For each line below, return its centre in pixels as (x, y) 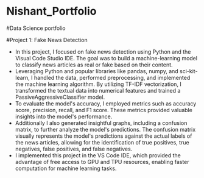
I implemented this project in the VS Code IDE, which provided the (98, 155)
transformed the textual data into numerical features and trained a (98, 90)
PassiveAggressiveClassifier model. (60, 97)
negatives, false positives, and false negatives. (74, 149)
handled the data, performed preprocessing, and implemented (112, 77)
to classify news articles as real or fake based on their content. (94, 65)
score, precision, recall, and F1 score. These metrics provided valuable (104, 110)
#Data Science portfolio (36, 28)
